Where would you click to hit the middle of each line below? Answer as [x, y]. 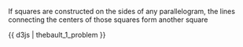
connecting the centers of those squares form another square [108, 20]
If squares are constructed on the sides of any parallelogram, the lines [122, 11]
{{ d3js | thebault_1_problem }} [57, 35]
